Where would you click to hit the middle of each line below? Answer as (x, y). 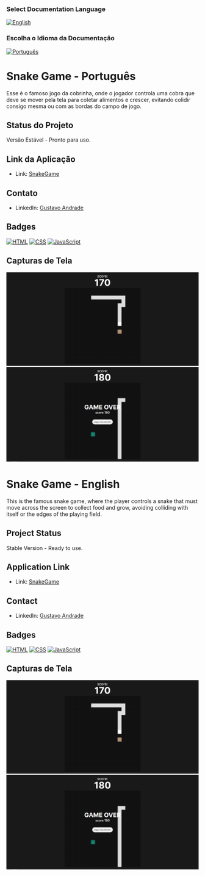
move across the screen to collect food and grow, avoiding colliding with (97, 507)
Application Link (38, 567)
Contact (22, 601)
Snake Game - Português (71, 76)
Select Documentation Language (56, 9)
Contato (22, 193)
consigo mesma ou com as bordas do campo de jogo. (74, 106)
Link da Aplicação (41, 159)
